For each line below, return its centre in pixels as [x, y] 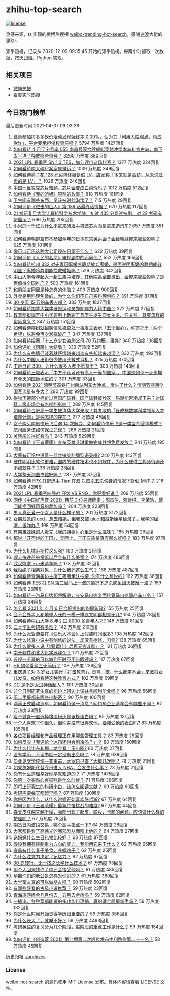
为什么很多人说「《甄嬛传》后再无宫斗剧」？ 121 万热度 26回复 [78, 646]
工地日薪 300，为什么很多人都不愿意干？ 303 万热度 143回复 [77, 366]
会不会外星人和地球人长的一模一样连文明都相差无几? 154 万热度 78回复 [87, 614]
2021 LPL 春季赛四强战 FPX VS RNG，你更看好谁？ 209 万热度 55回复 [86, 493]
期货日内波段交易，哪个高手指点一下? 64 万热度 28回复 [71, 825]
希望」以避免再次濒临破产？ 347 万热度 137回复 [63, 334]
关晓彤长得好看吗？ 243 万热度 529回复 [54, 436]
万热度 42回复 [28, 487]
